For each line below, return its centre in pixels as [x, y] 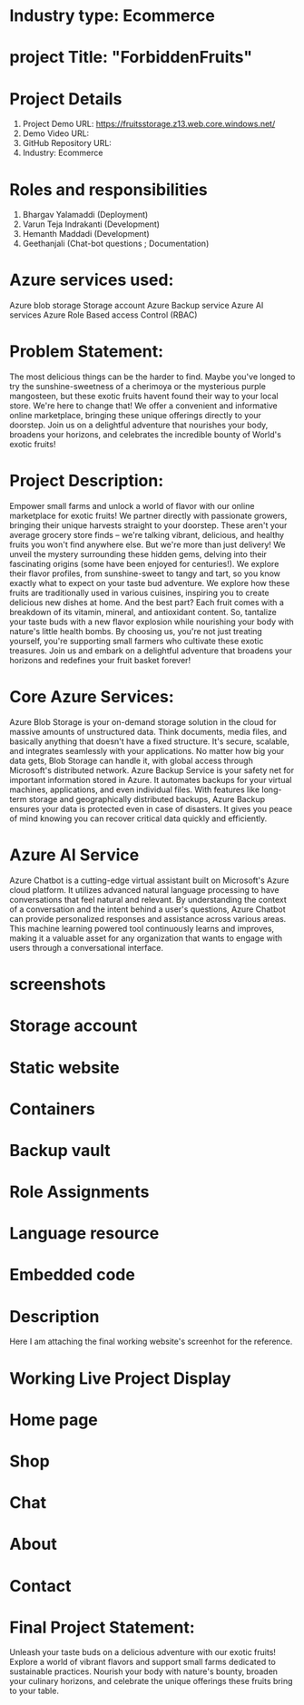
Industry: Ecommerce [63, 153]
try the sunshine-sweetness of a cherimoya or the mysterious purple [137, 387]
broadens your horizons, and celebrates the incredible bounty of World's [145, 435]
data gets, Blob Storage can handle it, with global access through [132, 760]
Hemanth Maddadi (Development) [86, 234]
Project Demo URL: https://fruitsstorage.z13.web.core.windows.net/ [149, 124]
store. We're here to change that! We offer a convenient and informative [144, 406]
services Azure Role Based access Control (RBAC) [103, 315]
